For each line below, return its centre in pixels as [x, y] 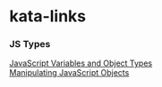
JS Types [30, 44]
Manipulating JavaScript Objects [69, 73]
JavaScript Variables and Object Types [81, 63]
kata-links [48, 16]
